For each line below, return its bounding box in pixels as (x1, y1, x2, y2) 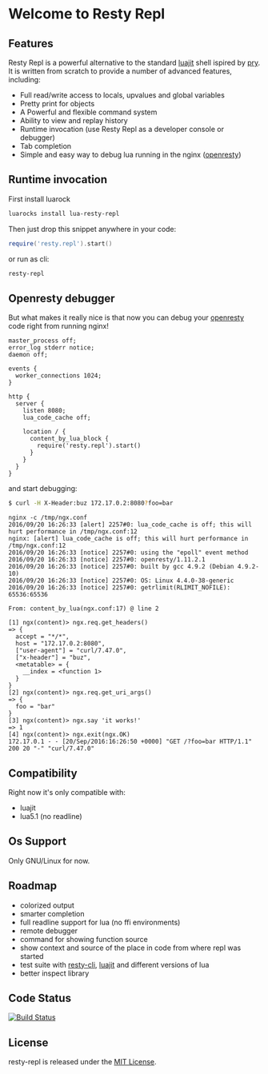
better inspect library (19, 968, 90, 978)
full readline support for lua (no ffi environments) (19, 917, 181, 927)
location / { (22, 428, 66, 436)
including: (8, 75, 42, 84)
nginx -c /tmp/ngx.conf (8, 513, 88, 522)
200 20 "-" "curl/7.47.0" (8, 745, 94, 753)
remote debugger (19, 925, 78, 936)
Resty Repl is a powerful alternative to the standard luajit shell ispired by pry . (8, 58, 261, 67)
